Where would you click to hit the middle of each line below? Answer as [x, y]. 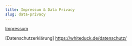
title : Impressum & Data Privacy [40, 10]
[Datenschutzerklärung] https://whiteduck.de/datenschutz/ [66, 38]
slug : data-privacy [25, 14]
